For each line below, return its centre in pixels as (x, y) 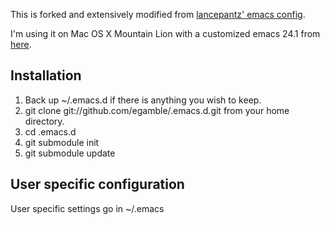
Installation (46, 75)
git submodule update (70, 153)
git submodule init (62, 142)
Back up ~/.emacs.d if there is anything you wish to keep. (143, 100)
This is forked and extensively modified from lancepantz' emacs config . (158, 14)
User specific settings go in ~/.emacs (87, 208)
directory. (44, 121)
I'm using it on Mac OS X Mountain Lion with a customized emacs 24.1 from (165, 33)
